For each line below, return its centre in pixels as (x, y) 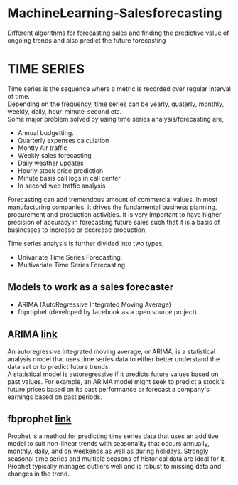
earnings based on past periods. (55, 397)
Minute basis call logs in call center (69, 178)
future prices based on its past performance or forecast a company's (108, 389)
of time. (18, 96)
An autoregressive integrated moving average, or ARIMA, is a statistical (111, 351)
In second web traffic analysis (61, 186)
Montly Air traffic (42, 148)
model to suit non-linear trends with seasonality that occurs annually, (108, 444)
